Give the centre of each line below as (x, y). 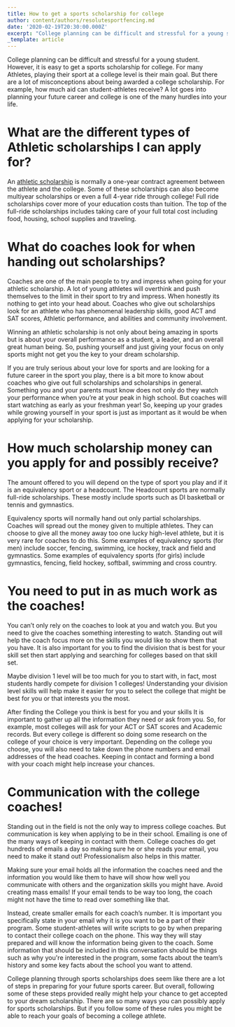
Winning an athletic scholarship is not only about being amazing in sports (113, 332)
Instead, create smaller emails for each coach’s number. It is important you (115, 913)
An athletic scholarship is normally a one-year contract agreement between (116, 182)
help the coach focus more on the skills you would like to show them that (112, 640)
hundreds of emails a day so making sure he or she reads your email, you (113, 849)
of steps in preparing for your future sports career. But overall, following (111, 986)
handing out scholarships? (86, 262)
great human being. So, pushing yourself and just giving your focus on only (115, 347)
